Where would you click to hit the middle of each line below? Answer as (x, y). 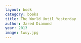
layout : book (19, 10)
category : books (22, 14)
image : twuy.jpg (22, 33)
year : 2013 (16, 28)
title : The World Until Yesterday (41, 19)
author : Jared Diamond (28, 23)
